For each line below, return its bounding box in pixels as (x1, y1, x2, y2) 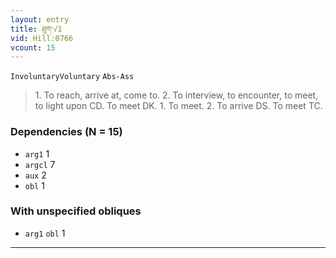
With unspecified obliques (10, 204, 142, 218)
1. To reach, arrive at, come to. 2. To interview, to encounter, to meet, (34, 89, 319, 101)
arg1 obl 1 (24, 227, 66, 239)
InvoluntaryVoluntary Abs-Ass (10, 72, 135, 82)
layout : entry (10, 14, 70, 25)
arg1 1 (24, 147, 50, 160)
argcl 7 (24, 158, 56, 170)
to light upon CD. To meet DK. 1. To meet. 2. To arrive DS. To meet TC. (34, 100, 323, 112)
